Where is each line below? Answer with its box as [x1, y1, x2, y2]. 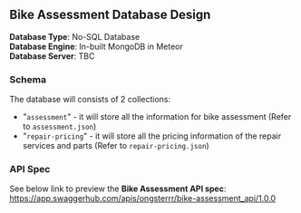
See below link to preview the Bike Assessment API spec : [9, 183, 227, 194]
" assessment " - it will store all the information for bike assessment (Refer [22, 111, 292, 122]
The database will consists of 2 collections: [9, 94, 170, 105]
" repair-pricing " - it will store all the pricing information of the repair [22, 131, 282, 141]
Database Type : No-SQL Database [9, 31, 141, 42]
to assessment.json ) [22, 121, 97, 132]
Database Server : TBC [9, 50, 95, 62]
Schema [9, 73, 47, 85]
